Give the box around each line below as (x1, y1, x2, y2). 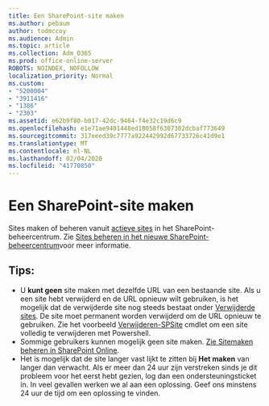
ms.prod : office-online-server (8, 57, 114, 65)
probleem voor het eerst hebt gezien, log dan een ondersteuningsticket (19, 370, 257, 380)
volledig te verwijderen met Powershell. (19, 328, 151, 337)
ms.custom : (8, 79, 45, 87)
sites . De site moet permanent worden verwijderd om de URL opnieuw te (19, 311, 262, 320)
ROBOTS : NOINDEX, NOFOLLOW (8, 65, 99, 73)
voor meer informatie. (59, 241, 131, 250)
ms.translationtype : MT (8, 139, 89, 148)
